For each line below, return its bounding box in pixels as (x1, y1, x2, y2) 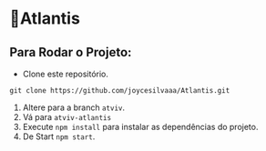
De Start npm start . (22, 131, 96, 142)
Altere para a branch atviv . (22, 102, 126, 113)
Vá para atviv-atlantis (22, 112, 112, 122)
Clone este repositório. (22, 68, 109, 79)
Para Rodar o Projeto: (9, 45, 132, 60)
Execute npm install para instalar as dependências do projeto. (22, 122, 259, 132)
